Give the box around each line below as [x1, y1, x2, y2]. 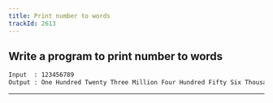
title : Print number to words [8, 11, 111, 20]
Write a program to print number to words [8, 49, 223, 63]
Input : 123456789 [8, 71, 75, 79]
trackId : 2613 [8, 19, 57, 28]
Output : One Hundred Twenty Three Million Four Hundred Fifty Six [8, 79, 242, 87]
